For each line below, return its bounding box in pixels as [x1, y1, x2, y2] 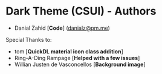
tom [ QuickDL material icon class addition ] [14, 47, 123, 55]
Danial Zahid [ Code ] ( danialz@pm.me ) [14, 24, 110, 32]
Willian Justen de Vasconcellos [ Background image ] [14, 61, 146, 68]
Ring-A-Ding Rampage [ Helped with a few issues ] [14, 54, 140, 61]
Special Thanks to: [5, 36, 52, 43]
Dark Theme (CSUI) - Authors [5, 4, 157, 18]
